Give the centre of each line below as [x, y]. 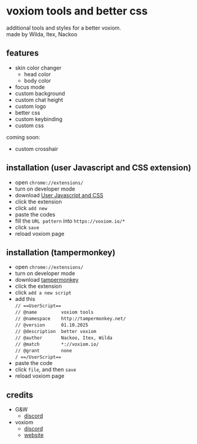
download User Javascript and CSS [59, 195]
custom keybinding [39, 119]
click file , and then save [45, 370]
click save [27, 227]
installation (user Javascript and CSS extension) [99, 168]
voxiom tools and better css [77, 11]
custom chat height [39, 100]
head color [37, 74]
